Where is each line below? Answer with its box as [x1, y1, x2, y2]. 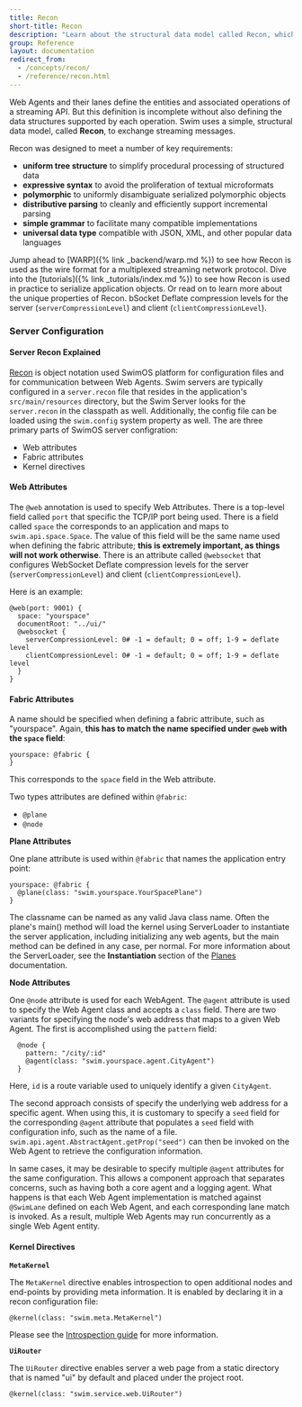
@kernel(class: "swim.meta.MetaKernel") [9, 1313, 164, 1323]
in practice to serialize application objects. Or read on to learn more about [9, 283, 283, 294]
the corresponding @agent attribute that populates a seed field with [9, 1117, 254, 1128]
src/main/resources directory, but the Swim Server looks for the [9, 396, 246, 407]
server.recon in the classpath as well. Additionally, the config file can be [9, 405, 277, 416]
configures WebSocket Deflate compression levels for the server [9, 560, 249, 571]
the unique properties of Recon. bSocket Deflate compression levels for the [9, 292, 289, 303]
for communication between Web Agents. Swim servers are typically [9, 376, 263, 388]
